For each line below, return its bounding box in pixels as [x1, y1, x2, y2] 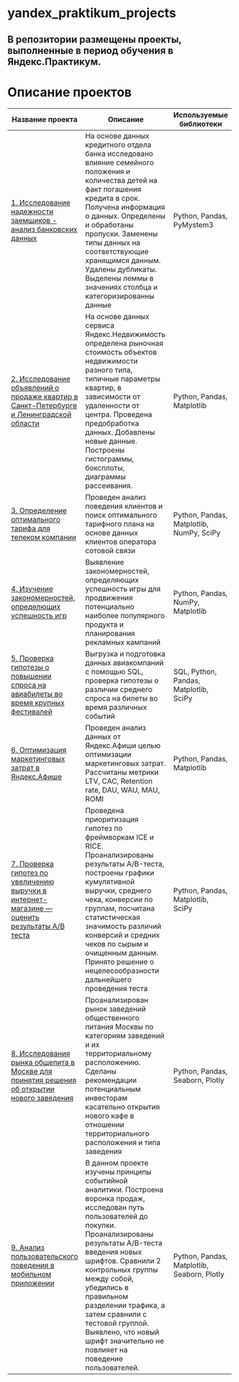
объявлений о [11, 382, 60, 392]
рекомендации [85, 1075, 137, 1085]
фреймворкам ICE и [85, 832, 154, 842]
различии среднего [85, 684, 153, 694]
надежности [11, 206, 54, 216]
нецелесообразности [85, 965, 159, 975]
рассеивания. [85, 481, 133, 491]
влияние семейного [85, 157, 154, 167]
